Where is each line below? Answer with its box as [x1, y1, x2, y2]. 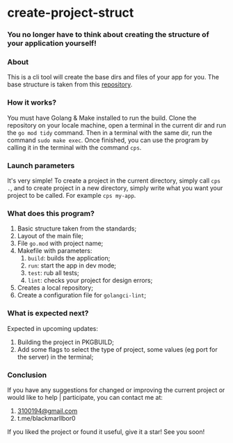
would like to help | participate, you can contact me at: [7, 393, 163, 401]
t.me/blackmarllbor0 [17, 414, 76, 422]
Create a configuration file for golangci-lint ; [17, 291, 147, 300]
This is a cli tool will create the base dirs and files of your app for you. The [7, 73, 219, 81]
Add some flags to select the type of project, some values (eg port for [17, 345, 218, 353]
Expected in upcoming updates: [7, 324, 99, 332]
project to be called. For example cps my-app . [7, 192, 136, 199]
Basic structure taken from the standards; [17, 224, 137, 233]
